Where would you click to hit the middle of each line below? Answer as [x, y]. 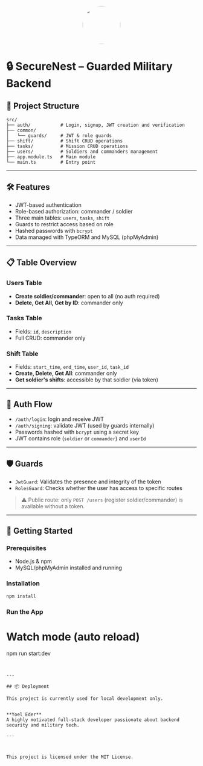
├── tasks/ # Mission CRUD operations [67, 146]
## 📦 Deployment [28, 687]
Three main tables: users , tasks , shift [62, 218]
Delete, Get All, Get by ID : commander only [69, 303]
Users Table [24, 283]
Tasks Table [24, 318]
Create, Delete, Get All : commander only [66, 374]
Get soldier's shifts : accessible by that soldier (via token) [86, 380]
